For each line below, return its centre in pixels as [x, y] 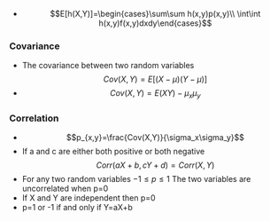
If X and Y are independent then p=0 [89, 198]
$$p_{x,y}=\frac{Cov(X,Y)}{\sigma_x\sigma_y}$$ [155, 138]
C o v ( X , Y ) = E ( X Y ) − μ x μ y [155, 95]
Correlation [34, 118]
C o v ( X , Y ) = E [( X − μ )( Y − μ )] [155, 79]
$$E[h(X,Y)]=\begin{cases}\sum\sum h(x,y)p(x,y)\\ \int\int [155, 14]
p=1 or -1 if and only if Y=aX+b [77, 208]
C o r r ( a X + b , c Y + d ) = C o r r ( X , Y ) [155, 165]
